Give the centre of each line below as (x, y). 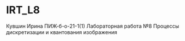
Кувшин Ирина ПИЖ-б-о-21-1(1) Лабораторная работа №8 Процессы (92, 26)
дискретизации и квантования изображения (62, 32)
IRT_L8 (23, 10)
